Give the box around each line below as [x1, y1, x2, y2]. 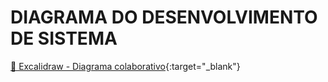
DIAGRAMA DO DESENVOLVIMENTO [10, 6, 318, 29]
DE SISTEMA [10, 27, 118, 50]
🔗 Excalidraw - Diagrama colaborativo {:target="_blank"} [10, 60, 241, 72]
